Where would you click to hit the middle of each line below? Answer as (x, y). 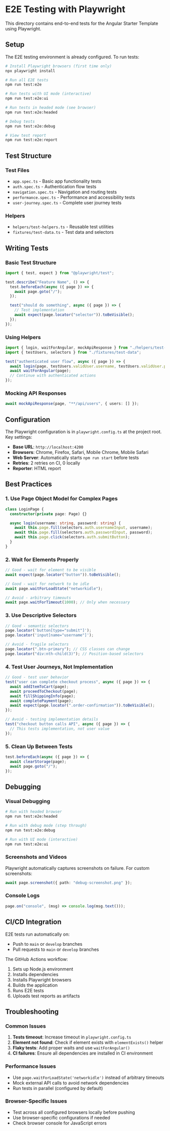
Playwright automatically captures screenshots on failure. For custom (77, 868)
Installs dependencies (35, 974)
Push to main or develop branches (47, 944)
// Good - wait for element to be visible (51, 570)
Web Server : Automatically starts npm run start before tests (76, 458)
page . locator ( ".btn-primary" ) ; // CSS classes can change (68, 649)
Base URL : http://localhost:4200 (48, 447)
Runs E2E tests (28, 990)
